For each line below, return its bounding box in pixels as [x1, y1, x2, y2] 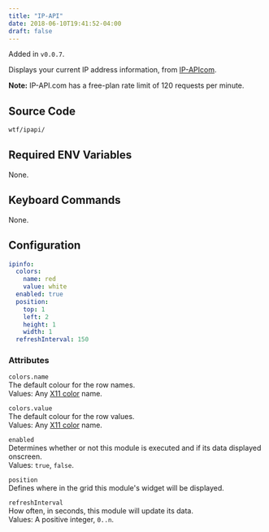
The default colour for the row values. [8, 412, 135, 422]
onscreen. [8, 452, 42, 461]
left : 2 [23, 313, 49, 321]
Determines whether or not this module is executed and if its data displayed [8, 443, 262, 453]
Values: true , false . [8, 461, 75, 470]
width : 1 [23, 328, 53, 336]
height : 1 [23, 320, 57, 329]
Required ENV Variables [8, 148, 132, 162]
